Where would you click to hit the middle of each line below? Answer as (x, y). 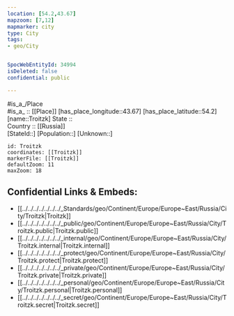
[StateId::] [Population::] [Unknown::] (60, 133)
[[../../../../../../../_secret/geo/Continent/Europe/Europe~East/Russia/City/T (122, 298)
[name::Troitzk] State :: (40, 119)
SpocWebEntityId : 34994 (42, 65)
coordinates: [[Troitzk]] (45, 152)
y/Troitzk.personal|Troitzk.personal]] (70, 290)
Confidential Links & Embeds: (72, 192)
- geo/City (23, 46)
